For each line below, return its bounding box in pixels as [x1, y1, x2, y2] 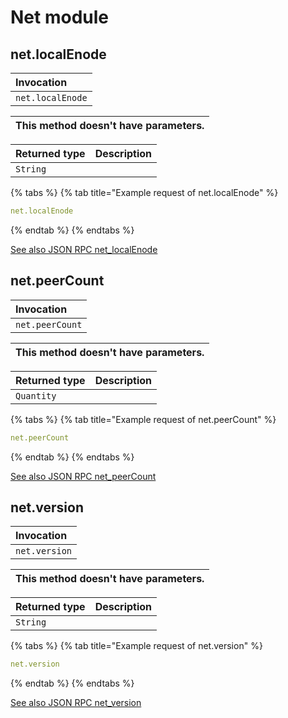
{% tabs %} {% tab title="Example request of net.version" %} [10, 640, 263, 652]
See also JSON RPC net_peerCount [10, 470, 157, 482]
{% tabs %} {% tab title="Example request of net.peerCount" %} [10, 413, 277, 425]
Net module [10, 6, 109, 29]
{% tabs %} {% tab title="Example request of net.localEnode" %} [10, 187, 279, 198]
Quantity [15, 390, 57, 401]
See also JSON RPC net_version [10, 697, 142, 709]
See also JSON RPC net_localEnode [10, 243, 158, 255]
